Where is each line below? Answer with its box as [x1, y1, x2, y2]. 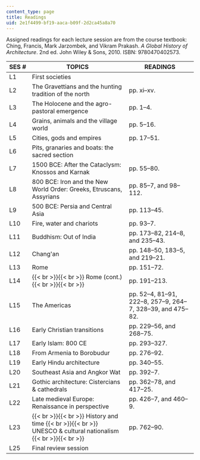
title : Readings [6, 14, 46, 20]
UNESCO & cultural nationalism [32, 427, 119, 435]
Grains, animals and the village [32, 117, 118, 125]
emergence [56, 107, 89, 115]
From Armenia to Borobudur [32, 349, 110, 357]
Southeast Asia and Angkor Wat [32, 368, 121, 377]
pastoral [32, 107, 55, 115]
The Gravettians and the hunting [32, 83, 122, 91]
